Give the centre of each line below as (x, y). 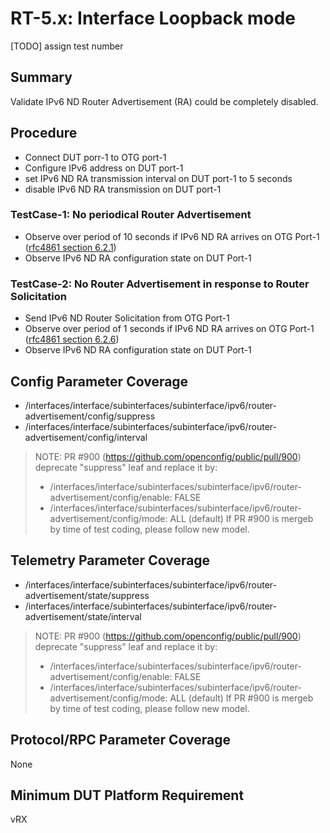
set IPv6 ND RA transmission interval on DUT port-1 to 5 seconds (158, 178)
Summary (41, 77)
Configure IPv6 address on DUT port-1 (104, 168)
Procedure (44, 133)
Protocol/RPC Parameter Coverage (121, 740)
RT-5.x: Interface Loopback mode (153, 18)
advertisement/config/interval (86, 437)
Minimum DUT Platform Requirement (127, 795)
